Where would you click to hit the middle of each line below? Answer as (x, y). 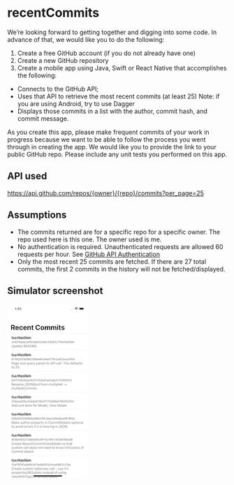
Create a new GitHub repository (63, 60)
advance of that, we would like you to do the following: (86, 39)
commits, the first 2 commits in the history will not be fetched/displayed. (121, 269)
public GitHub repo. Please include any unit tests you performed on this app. (117, 154)
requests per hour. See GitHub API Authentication (89, 254)
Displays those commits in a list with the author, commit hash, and (112, 111)
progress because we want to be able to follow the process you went (107, 139)
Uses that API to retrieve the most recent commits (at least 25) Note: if (118, 96)
